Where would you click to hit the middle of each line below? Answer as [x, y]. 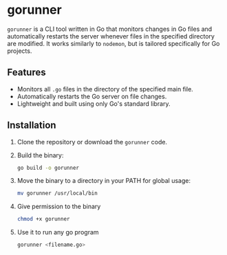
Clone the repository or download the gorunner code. [92, 142]
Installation [32, 125]
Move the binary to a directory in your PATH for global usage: [104, 181]
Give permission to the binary [59, 207]
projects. [20, 51]
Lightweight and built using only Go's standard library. [94, 103]
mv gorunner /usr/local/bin [57, 193]
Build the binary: [40, 155]
